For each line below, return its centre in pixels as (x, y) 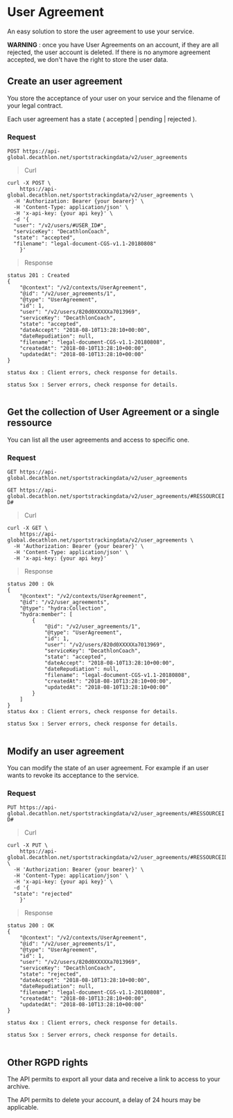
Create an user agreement (65, 82)
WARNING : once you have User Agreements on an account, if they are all (113, 44)
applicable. (23, 1108)
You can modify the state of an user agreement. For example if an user (108, 767)
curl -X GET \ (28, 528)
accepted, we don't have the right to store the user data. (88, 59)
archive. (19, 1087)
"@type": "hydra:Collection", (63, 608)
